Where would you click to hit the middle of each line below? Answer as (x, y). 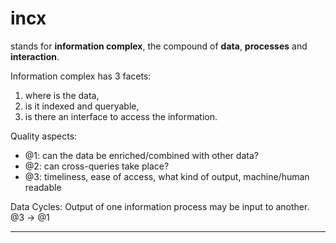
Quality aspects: (44, 136)
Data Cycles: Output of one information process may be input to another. (160, 206)
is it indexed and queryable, (82, 106)
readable (43, 187)
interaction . (35, 56)
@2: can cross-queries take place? (97, 166)
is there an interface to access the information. (121, 116)
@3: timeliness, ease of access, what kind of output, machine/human (167, 176)
